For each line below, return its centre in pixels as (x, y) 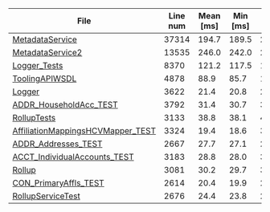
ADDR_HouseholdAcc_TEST (65, 105)
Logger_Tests (38, 65)
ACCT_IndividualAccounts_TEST (73, 157)
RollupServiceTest (46, 196)
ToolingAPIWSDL (45, 78)
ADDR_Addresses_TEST (57, 144)
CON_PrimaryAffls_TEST (58, 183)
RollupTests (34, 118)
